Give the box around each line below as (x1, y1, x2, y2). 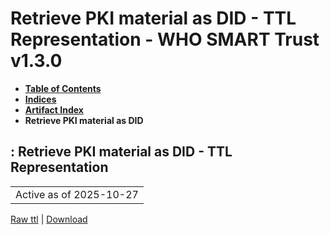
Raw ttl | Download (10, 213, 88, 225)
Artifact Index (24, 103, 84, 116)
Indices (24, 93, 57, 105)
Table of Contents (24, 82, 102, 94)
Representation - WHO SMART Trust (10, 28, 320, 51)
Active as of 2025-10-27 (15, 187, 139, 201)
